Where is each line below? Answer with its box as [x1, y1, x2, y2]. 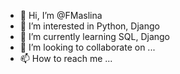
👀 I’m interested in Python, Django [19, 20, 160, 32]
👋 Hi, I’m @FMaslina [19, 10, 103, 21]
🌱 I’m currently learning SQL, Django [19, 31, 170, 42]
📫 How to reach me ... [19, 53, 113, 64]
